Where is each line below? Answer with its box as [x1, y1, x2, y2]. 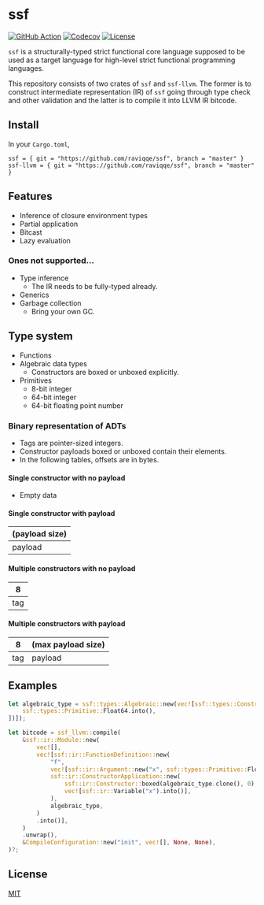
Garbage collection [19, 298, 82, 308]
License [8, 868, 48, 881]
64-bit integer [31, 392, 77, 402]
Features [8, 190, 53, 203]
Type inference [19, 273, 69, 283]
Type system [8, 329, 73, 343]
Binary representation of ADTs [8, 420, 126, 431]
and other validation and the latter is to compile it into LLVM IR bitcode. [8, 95, 237, 105]
